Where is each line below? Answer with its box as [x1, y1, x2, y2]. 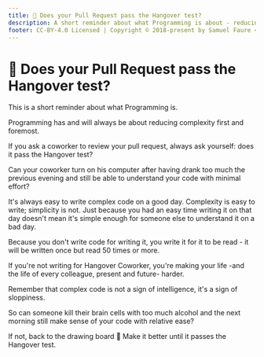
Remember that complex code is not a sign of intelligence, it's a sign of [8, 285, 238, 294]
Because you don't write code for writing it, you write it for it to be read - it [8, 237, 249, 247]
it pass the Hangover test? [8, 150, 93, 160]
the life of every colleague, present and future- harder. [8, 269, 185, 279]
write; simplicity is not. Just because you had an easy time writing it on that [8, 205, 252, 215]
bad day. [8, 222, 37, 232]
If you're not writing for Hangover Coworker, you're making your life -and [8, 261, 245, 271]
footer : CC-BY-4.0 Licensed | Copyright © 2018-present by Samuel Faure [8, 26, 251, 34]
